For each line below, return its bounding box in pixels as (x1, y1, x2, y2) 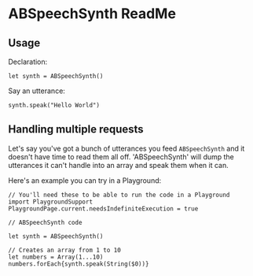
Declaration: (8, 57, 48, 66)
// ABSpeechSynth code (8, 218, 82, 226)
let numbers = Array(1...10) (8, 253, 104, 261)
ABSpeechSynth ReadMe (8, 5, 177, 23)
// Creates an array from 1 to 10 (8, 246, 122, 254)
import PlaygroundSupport (8, 198, 93, 206)
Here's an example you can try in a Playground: (8, 175, 162, 185)
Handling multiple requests (8, 123, 144, 136)
